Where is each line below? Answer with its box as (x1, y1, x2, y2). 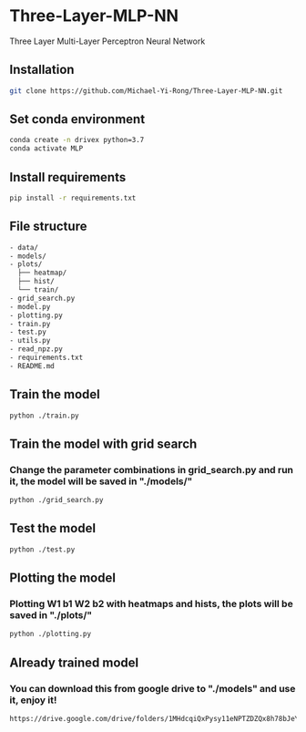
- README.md (9, 361, 55, 370)
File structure (9, 219, 87, 234)
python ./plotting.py (9, 630, 92, 639)
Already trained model (9, 655, 139, 670)
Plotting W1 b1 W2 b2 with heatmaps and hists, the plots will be (9, 598, 293, 611)
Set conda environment (9, 111, 146, 128)
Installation (9, 62, 75, 77)
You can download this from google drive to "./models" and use (9, 682, 296, 695)
